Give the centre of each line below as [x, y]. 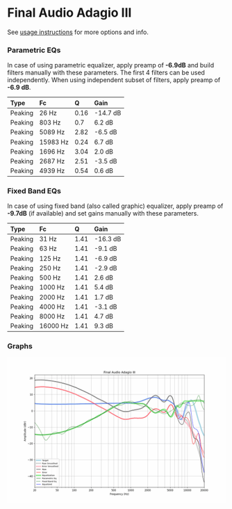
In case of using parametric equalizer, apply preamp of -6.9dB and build [111, 65]
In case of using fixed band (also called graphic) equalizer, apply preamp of [115, 206]
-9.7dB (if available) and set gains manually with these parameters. [103, 213]
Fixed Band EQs [34, 191]
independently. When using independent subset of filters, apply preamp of [114, 80]
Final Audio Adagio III [69, 13]
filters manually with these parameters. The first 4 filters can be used [106, 73]
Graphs [20, 346]
